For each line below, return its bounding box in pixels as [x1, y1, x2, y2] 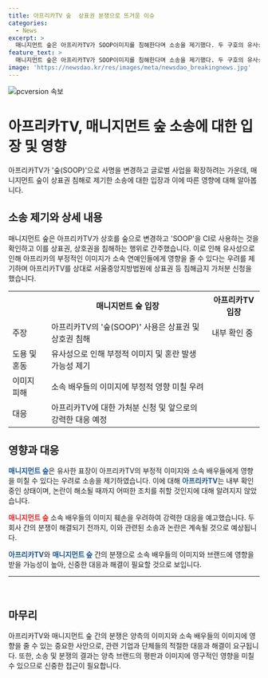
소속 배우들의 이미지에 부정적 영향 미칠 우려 [51, 380, 204, 392]
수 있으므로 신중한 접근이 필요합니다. [8, 661, 121, 671]
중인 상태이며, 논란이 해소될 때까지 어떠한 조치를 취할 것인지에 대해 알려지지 [8, 486, 242, 495]
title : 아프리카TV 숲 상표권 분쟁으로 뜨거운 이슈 [8, 11, 156, 20]
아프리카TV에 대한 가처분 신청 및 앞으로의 [51, 402, 198, 413]
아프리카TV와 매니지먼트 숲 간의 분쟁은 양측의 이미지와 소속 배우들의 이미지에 [8, 631, 248, 641]
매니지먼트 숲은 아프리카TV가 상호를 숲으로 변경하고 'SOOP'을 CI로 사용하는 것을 [8, 233, 259, 243]
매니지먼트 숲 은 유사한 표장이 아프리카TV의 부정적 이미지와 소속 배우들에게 [8, 466, 239, 475]
